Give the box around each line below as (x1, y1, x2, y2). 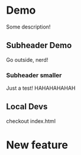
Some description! (6, 23, 51, 30)
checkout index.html (6, 117, 56, 125)
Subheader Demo (6, 40, 72, 50)
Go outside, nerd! (6, 56, 48, 63)
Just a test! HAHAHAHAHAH (6, 84, 76, 92)
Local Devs (6, 102, 48, 112)
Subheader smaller (6, 71, 62, 79)
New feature (6, 138, 68, 152)
